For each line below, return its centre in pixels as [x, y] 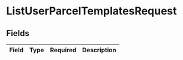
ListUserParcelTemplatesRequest [91, 11]
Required [63, 50]
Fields [18, 33]
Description [99, 50]
